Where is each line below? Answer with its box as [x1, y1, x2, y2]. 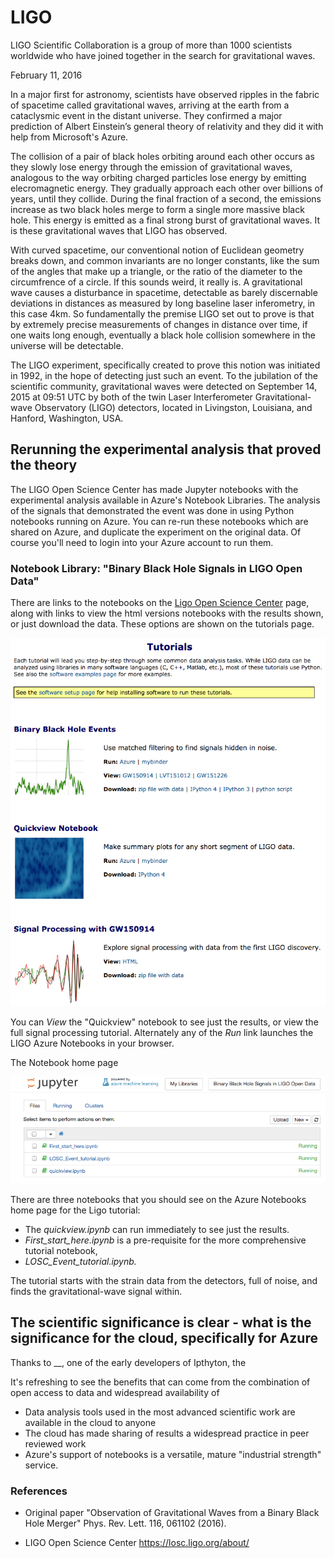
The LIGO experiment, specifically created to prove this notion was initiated [10, 359, 321, 371]
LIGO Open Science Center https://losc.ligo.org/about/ [24, 1537, 250, 1549]
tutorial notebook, [24, 1244, 98, 1256]
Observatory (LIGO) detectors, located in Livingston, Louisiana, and [34, 401, 313, 413]
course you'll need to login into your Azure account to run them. [10, 536, 274, 548]
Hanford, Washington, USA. [10, 412, 124, 424]
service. [24, 1459, 59, 1471]
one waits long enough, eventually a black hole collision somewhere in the [10, 329, 317, 341]
